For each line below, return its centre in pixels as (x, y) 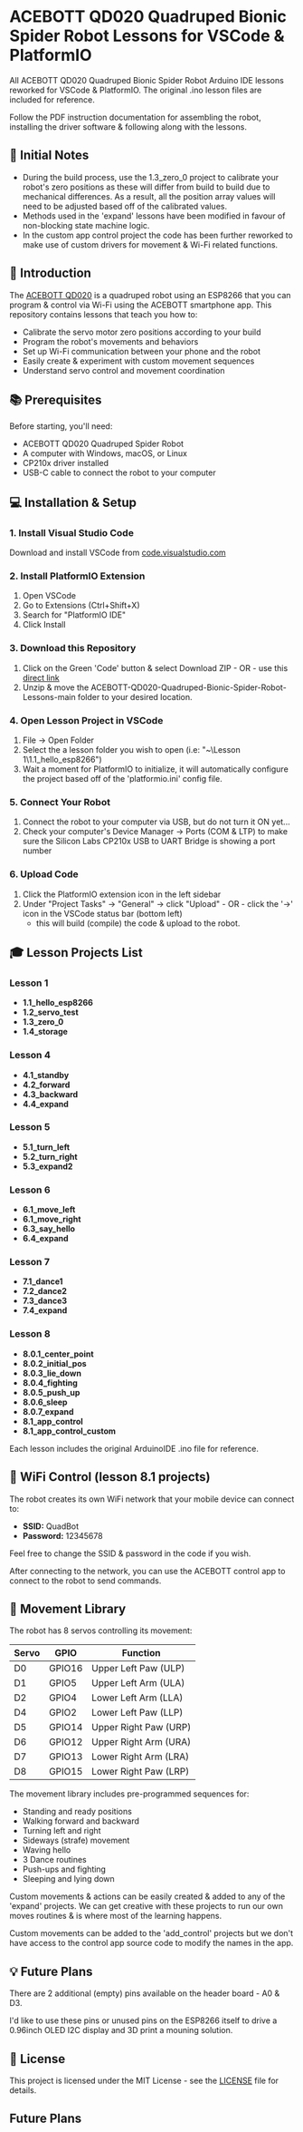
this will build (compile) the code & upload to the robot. (138, 923)
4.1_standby (46, 1075)
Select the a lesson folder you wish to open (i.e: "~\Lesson (132, 749)
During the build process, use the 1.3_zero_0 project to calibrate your (150, 177)
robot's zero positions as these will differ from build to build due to (146, 187)
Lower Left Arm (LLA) (137, 1698)
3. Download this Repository (73, 648)
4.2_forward (46, 1085)
